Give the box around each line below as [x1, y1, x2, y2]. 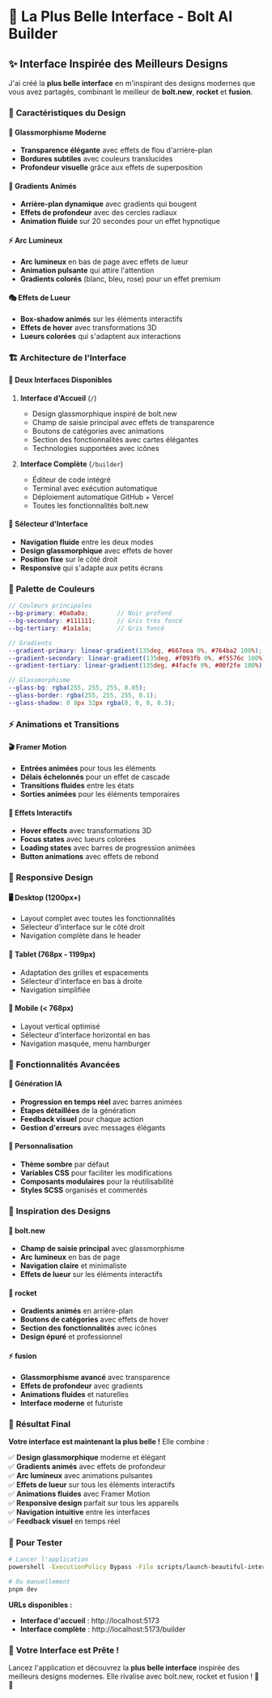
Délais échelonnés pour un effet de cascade [19, 772, 170, 781]
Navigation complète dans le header [19, 931, 142, 940]
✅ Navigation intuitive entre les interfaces [8, 1507, 151, 1516]
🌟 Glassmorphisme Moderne [8, 127, 107, 137]
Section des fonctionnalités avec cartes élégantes [32, 434, 199, 445]
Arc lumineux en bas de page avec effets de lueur [19, 256, 189, 266]
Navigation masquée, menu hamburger [19, 1038, 151, 1048]
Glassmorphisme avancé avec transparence [19, 1372, 171, 1382]
